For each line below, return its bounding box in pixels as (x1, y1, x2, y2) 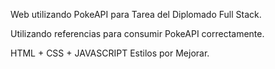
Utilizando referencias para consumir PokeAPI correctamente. (10, 28, 265, 39)
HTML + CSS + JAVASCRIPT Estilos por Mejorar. (10, 47, 210, 59)
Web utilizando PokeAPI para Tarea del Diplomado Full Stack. (10, 9, 262, 20)
